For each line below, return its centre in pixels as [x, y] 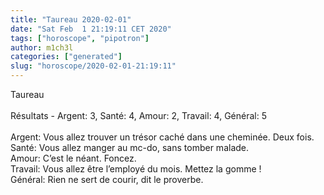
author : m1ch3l [42, 47]
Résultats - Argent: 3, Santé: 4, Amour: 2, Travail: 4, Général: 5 [139, 115]
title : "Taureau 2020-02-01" [71, 19]
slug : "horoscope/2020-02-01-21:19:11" [93, 66]
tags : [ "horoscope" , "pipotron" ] [80, 38]
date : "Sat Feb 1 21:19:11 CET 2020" [91, 29]
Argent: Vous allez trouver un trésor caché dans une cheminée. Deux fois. [162, 137]
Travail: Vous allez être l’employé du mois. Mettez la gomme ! [136, 169]
